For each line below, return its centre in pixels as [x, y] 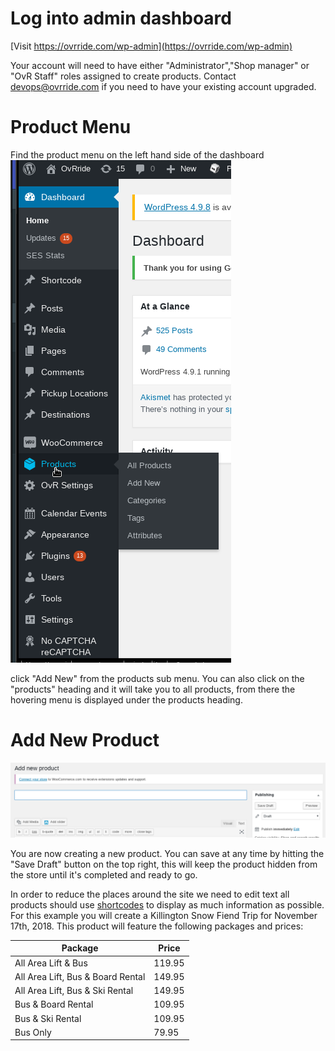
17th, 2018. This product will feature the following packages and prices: [157, 926]
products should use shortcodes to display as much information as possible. [167, 904]
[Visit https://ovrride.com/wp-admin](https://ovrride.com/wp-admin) [151, 46]
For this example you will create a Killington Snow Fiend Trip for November [164, 915]
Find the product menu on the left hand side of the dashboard [137, 154]
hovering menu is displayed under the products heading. [126, 699]
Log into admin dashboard [121, 18]
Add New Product [85, 740]
